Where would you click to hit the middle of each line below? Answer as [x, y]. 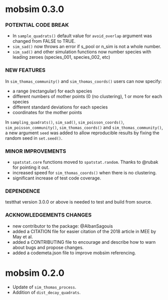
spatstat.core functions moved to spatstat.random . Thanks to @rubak [85, 162]
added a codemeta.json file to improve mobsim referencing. [74, 253]
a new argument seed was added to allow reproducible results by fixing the [82, 133]
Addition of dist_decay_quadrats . [47, 292]
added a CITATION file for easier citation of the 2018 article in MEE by [84, 231]
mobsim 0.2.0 [35, 273]
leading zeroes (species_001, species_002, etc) [61, 57]
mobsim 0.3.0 [35, 9]
